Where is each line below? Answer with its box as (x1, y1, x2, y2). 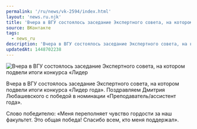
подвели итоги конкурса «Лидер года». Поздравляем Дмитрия (6, 86, 165, 93)
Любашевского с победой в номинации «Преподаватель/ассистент (6, 92, 176, 99)
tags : (6, 30, 19, 36)
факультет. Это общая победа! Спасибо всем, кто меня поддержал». (6, 116, 179, 123)
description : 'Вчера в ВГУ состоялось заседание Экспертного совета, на (6, 41, 188, 47)
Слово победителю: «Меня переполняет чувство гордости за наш (6, 110, 172, 117)
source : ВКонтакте (6, 25, 51, 31)
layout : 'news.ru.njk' (6, 14, 62, 20)
